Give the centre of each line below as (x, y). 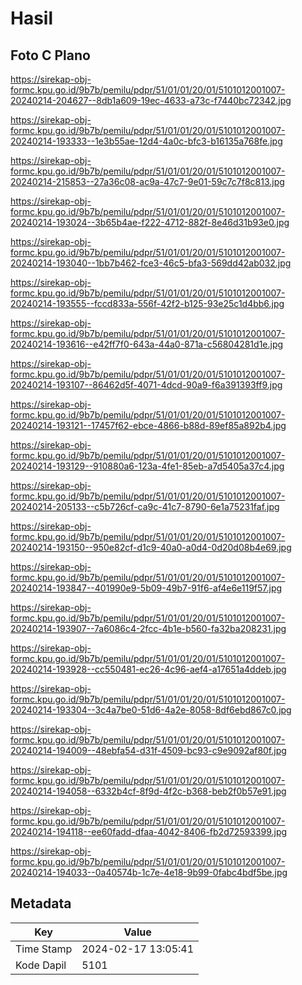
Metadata (41, 903)
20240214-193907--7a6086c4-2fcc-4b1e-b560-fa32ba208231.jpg (148, 628)
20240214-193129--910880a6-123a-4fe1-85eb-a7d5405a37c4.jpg (147, 466)
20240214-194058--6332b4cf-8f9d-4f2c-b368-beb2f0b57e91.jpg (148, 791)
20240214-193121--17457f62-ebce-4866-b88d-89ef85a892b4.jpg (148, 425)
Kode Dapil (41, 965)
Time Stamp (44, 949)
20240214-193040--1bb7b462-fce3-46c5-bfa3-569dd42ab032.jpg (151, 263)
